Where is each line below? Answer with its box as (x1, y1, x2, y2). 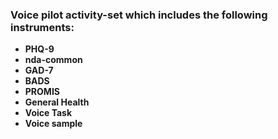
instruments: (10, 20, 75, 34)
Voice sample (24, 118, 83, 130)
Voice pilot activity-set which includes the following (10, 8, 268, 22)
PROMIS (24, 86, 60, 98)
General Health (24, 96, 90, 108)
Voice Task (24, 107, 73, 119)
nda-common (24, 54, 83, 66)
